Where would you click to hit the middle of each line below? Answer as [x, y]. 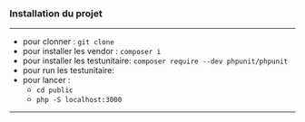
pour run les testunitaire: [69, 70]
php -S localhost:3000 [79, 100]
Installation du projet [56, 14]
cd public [55, 90]
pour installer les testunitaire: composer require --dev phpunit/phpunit [155, 61]
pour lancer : [46, 80]
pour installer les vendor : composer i [92, 52]
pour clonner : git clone [69, 42]
